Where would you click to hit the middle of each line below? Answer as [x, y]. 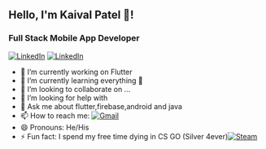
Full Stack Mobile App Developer [74, 38]
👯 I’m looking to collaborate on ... [75, 89]
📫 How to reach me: [55, 116]
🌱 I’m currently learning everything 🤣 [82, 80]
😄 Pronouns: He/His [55, 127]
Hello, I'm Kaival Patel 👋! [71, 15]
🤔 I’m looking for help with [64, 98]
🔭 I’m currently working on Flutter [76, 72]
